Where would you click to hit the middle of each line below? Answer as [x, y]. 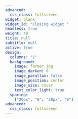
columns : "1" [24, 57]
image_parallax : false [38, 76]
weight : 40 [17, 33]
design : [13, 52]
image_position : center [40, 81]
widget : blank [20, 19]
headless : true [21, 29]
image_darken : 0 [32, 71]
